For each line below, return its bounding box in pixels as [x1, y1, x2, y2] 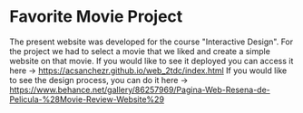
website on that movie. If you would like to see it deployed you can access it [9, 55, 294, 66]
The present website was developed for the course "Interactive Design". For [9, 36, 294, 47]
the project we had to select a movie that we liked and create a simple [9, 45, 270, 56]
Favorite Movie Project [9, 6, 183, 27]
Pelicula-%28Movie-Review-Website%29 [9, 93, 165, 105]
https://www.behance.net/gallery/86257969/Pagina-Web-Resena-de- [9, 84, 270, 95]
